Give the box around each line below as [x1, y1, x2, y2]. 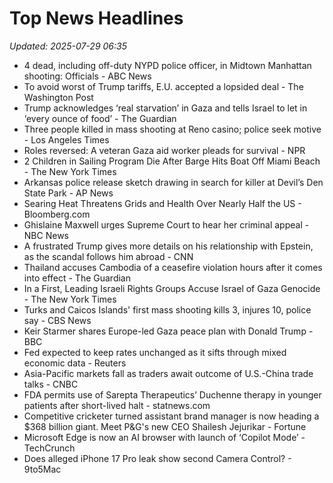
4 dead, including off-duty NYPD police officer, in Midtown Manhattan [23, 59, 312, 71]
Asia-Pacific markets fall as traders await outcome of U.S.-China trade [23, 367, 314, 379]
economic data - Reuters [23, 357, 127, 369]
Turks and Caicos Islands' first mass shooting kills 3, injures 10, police [23, 303, 312, 316]
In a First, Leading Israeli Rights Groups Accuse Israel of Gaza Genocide [23, 282, 321, 294]
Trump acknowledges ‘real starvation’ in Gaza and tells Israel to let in [23, 102, 308, 114]
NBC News [23, 229, 69, 241]
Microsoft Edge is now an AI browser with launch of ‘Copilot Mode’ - [23, 431, 306, 443]
